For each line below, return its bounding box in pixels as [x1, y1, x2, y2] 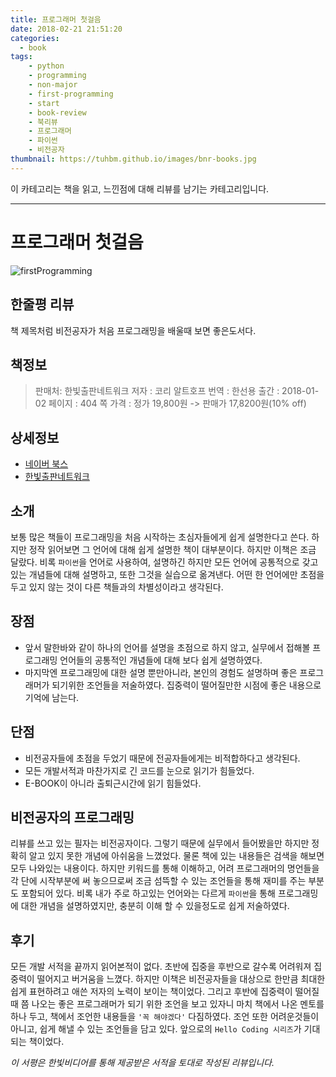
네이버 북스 [24, 458, 69, 470]
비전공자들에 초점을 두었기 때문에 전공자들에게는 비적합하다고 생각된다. [24, 752, 301, 764]
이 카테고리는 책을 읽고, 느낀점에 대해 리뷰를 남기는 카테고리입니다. [10, 182, 270, 195]
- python [28, 61, 65, 71]
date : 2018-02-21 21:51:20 [10, 24, 123, 34]
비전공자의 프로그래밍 [10, 809, 135, 826]
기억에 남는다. [24, 691, 80, 703]
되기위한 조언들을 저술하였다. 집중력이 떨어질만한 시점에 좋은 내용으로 [51, 679, 322, 691]
